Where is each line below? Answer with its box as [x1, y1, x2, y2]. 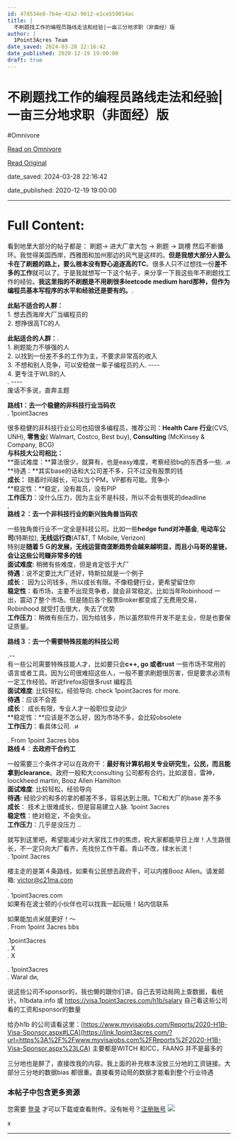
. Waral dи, [7, 972, 39, 981]
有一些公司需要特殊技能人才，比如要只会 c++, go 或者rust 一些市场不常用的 [7, 659, 226, 668]
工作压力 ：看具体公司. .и [7, 721, 79, 730]
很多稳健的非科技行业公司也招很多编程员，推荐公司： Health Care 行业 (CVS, [7, 423, 229, 432]
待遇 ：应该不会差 [7, 695, 57, 703]
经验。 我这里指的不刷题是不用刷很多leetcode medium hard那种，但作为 [19, 277, 230, 286]
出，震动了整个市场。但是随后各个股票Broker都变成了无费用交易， [7, 595, 200, 603]
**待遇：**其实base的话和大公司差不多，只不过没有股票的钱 [7, 466, 183, 475]
